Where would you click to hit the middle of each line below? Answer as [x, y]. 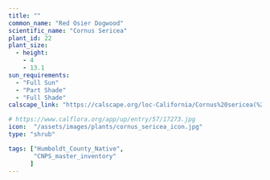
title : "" [25, 16]
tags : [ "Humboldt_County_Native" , [66, 149]
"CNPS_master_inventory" [75, 156]
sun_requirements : [39, 75]
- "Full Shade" [41, 98]
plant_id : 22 [30, 38]
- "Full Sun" [37, 82]
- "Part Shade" [41, 90]
